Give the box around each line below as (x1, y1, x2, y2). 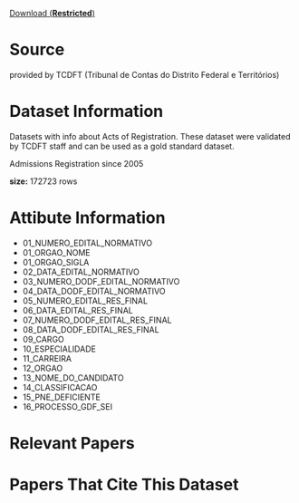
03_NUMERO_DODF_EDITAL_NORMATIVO (22, 276, 180, 286)
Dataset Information (9, 102, 164, 121)
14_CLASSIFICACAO (22, 382, 98, 392)
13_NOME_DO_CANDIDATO (22, 372, 124, 383)
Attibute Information (9, 208, 166, 228)
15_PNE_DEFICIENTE (22, 392, 101, 402)
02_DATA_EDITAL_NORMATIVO (22, 266, 140, 277)
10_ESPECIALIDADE (22, 343, 97, 354)
